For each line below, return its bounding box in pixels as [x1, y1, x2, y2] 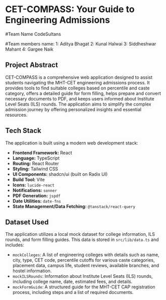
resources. [5, 112, 28, 118]
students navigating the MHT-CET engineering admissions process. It [5, 79, 150, 85]
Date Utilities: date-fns [12, 198, 62, 204]
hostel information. [12, 268, 52, 274]
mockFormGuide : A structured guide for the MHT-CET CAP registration [12, 284, 155, 290]
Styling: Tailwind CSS [12, 166, 59, 172]
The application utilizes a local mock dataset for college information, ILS [5, 231, 155, 237]
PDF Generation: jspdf [12, 192, 61, 198]
